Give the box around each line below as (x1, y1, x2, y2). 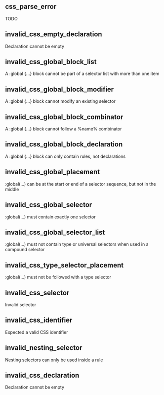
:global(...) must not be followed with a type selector (5, 274, 111, 280)
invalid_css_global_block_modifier (5, 85, 114, 93)
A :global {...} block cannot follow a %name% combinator (5, 126, 122, 132)
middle (5, 186, 19, 192)
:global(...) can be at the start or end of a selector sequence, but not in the (5, 181, 156, 187)
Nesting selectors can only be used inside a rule (5, 357, 103, 363)
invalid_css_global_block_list (5, 58, 97, 66)
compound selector (5, 247, 45, 253)
